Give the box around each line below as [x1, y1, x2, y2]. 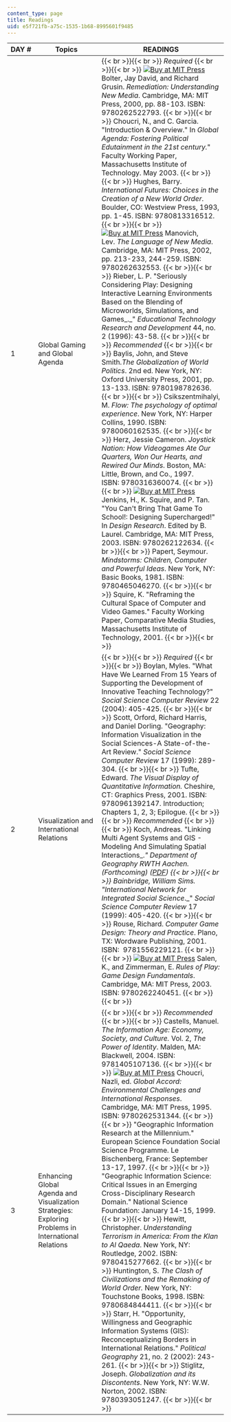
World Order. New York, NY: [101, 1283, 192, 1293]
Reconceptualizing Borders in [101, 1335, 197, 1344]
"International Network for [101, 885, 187, 895]
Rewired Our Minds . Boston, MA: [101, 460, 206, 470]
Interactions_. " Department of [101, 851, 197, 860]
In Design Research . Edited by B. [101, 521, 207, 531]
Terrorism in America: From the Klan [101, 1231, 219, 1241]
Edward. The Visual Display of [101, 773, 199, 783]
